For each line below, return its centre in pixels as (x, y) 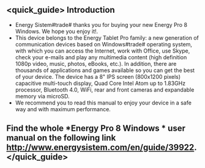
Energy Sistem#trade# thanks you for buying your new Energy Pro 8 (101, 24)
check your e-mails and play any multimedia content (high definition (101, 57)
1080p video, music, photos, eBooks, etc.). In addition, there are (96, 64)
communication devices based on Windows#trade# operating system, (104, 44)
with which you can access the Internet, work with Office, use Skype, (102, 51)
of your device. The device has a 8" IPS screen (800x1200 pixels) (98, 76)
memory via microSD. (42, 96)
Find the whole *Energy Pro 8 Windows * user (96, 129)
